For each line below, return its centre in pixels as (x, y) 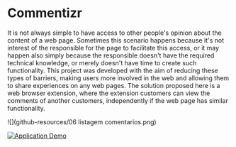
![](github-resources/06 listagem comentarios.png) (82, 121)
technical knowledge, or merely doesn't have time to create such (102, 62)
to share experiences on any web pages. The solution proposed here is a (114, 85)
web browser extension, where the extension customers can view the (109, 93)
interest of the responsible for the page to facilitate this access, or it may (113, 48)
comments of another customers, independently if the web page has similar (118, 100)
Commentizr (45, 13)
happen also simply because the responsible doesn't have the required (111, 55)
